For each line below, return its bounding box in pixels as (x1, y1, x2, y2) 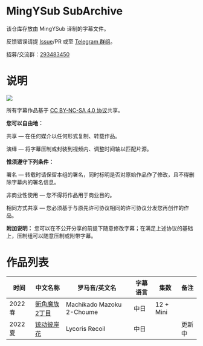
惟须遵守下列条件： (6, 158, 54, 165)
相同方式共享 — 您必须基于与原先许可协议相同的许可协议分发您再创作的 (6, 204, 184, 211)
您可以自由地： (6, 119, 43, 126)
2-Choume (65, 307, 98, 316)
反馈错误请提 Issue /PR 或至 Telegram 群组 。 (6, 38, 116, 45)
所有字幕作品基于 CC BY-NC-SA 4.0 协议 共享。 (6, 106, 124, 114)
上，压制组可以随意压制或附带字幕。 (6, 232, 97, 240)
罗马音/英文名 (77, 283, 117, 292)
